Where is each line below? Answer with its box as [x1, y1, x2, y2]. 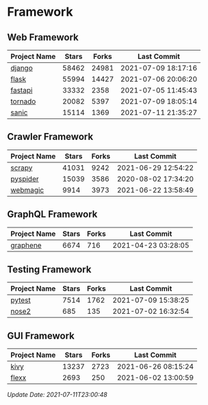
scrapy [10, 162, 33, 172]
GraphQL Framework [7, 208, 98, 220]
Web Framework [7, 32, 79, 43]
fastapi [10, 86, 33, 95]
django [10, 63, 33, 73]
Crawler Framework [7, 131, 94, 143]
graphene [10, 241, 42, 250]
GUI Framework [7, 330, 75, 341]
